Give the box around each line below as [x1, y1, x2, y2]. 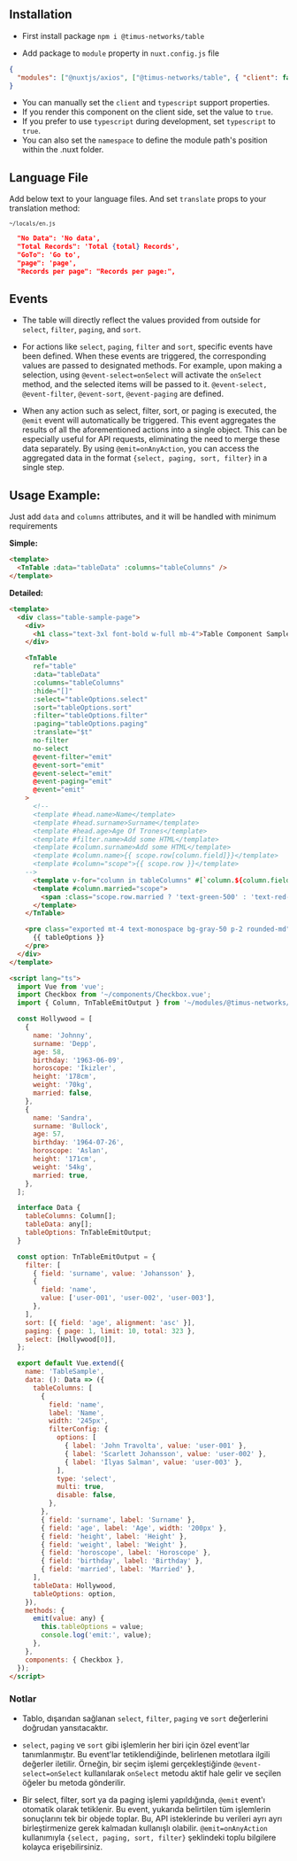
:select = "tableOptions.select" [32, 694, 148, 703]
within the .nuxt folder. [21, 144, 104, 155]
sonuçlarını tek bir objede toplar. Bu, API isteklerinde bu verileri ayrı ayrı [21, 1813, 283, 1824]
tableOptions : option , [32, 1589, 117, 1598]
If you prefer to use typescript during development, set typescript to [21, 116, 276, 127]
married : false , [32, 1089, 93, 1097]
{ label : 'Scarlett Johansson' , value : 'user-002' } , [65, 1449, 267, 1458]
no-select [32, 744, 69, 753]
